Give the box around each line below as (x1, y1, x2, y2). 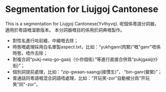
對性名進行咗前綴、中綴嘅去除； (12, 37, 78, 43)
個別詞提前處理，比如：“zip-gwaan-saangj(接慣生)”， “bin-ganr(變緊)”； (12, 68, 162, 74)
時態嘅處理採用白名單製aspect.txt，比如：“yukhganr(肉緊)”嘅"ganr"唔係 (12, 43, 161, 49)
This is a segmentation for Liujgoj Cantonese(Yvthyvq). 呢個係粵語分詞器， (5, 20, 159, 26)
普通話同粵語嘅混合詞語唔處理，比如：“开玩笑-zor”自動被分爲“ (12, 75, 141, 81)
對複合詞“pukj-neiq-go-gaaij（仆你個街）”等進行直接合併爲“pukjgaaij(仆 (12, 56, 158, 62)
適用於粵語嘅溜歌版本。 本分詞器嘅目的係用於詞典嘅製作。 (5, 26, 125, 33)
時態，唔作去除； (12, 50, 48, 56)
